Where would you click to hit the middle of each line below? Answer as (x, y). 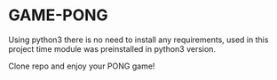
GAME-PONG (58, 15)
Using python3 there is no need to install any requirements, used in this (138, 40)
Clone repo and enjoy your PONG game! (82, 66)
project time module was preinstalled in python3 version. (112, 48)
